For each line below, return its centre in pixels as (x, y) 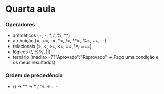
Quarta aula (30, 9)
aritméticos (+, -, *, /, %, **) (41, 35)
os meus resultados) (34, 62)
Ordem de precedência (34, 75)
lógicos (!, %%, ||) (31, 52)
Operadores (20, 25)
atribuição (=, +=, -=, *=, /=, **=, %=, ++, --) (59, 41)
